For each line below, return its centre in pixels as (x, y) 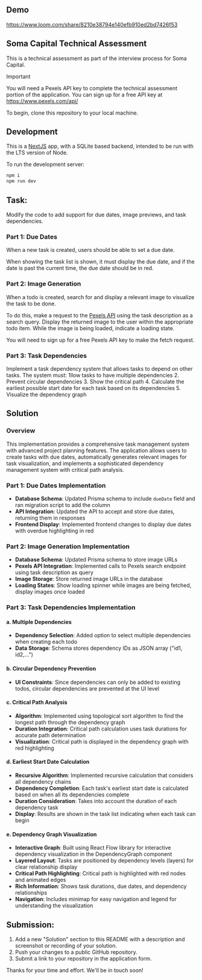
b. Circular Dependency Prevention (51, 668)
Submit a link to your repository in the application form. (83, 958)
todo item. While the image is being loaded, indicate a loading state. (90, 328)
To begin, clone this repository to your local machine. (72, 113)
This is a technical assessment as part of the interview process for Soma (96, 58)
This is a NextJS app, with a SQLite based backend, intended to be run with (100, 146)
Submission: (30, 925)
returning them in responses (50, 518)
